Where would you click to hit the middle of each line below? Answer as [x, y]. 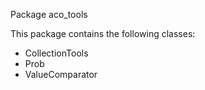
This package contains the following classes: [103, 33]
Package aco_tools [49, 14]
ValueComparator [61, 74]
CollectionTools [56, 53]
